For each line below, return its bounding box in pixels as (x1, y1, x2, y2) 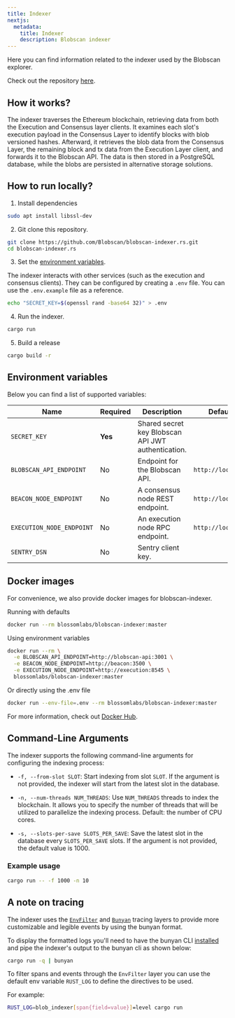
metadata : (13, 23, 42, 30)
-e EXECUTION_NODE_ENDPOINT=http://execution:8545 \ (13, 667, 171, 674)
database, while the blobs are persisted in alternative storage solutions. (7, 160, 213, 168)
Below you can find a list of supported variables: (7, 390, 147, 398)
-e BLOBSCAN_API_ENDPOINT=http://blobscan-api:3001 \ (13, 654, 173, 661)
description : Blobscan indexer (20, 36, 111, 43)
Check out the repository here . (7, 76, 96, 85)
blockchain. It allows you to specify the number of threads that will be (17, 800, 218, 809)
